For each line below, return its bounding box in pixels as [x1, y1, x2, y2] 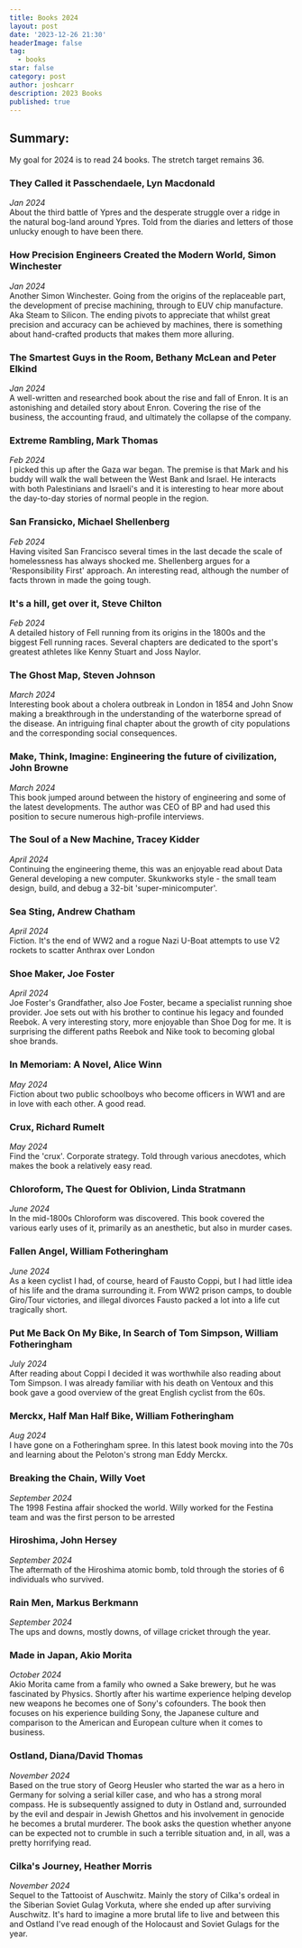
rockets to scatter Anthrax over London [9, 945, 155, 956]
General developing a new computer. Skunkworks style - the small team [9, 873, 277, 884]
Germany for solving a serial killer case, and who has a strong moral [9, 1789, 262, 1800]
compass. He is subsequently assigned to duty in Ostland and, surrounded [9, 1798, 287, 1810]
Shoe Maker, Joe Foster [9, 968, 115, 980]
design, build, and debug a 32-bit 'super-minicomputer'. [9, 882, 218, 894]
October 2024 [9, 1669, 62, 1680]
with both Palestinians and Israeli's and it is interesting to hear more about [9, 484, 284, 495]
